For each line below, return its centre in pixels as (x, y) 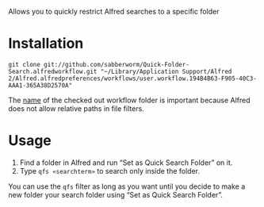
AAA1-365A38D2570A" (40, 85)
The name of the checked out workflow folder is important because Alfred (130, 100)
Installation (46, 44)
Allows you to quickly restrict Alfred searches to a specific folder (114, 11)
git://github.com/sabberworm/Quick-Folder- (117, 64)
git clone (25, 64)
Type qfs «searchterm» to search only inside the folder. (110, 171)
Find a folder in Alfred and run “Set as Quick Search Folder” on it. (126, 163)
